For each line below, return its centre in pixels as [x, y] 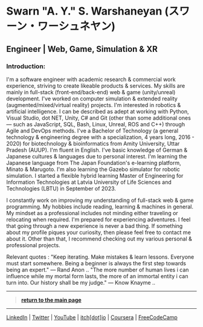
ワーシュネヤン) [76, 26]
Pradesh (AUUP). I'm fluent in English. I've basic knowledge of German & [97, 150]
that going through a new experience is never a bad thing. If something [95, 225]
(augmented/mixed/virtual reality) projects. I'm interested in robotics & [94, 105]
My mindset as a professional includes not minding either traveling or [92, 213]
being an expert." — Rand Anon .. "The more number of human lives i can [98, 270]
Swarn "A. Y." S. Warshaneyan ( [88, 11]
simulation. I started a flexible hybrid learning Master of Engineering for [95, 175]
